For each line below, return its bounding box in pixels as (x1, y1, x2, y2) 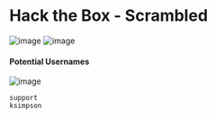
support (9, 94, 39, 103)
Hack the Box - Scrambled (9, 5, 209, 26)
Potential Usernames (9, 56, 90, 67)
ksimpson (9, 101, 42, 111)
